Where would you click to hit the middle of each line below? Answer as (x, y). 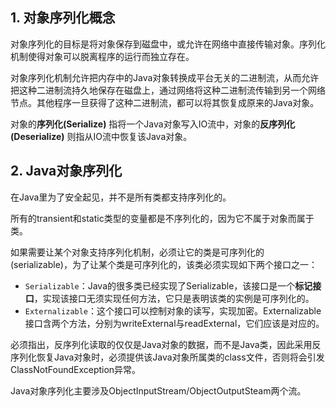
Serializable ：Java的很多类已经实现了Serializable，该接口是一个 (160, 285)
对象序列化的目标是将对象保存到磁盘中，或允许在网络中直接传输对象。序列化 (168, 44)
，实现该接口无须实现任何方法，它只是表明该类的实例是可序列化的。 (174, 298)
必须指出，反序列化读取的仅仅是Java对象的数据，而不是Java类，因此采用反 (166, 344)
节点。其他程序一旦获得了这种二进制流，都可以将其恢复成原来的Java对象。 (165, 102)
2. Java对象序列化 (66, 171)
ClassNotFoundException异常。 (76, 369)
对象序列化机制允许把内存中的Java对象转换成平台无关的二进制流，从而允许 (165, 77)
